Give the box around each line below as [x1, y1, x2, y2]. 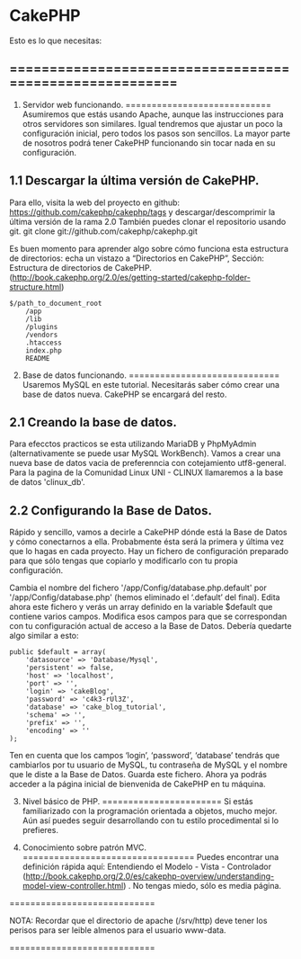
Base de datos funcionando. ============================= [22, 370, 280, 381]
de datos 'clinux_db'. [9, 477, 85, 488]
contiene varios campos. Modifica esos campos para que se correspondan [9, 611, 288, 622]
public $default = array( [9, 648, 106, 657]
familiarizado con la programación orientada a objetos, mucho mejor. [22, 806, 278, 817]
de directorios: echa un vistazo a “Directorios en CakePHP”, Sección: [9, 253, 265, 264]
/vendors [25, 330, 58, 339]
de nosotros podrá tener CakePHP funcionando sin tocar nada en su [22, 137, 276, 148]
